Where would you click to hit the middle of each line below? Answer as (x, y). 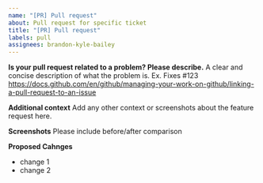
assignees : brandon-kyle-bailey (61, 45)
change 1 (34, 162)
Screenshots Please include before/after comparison (95, 132)
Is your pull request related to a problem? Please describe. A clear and (126, 67)
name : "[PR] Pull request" (53, 15)
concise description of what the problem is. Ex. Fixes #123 (103, 76)
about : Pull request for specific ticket (78, 23)
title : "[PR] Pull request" (55, 30)
